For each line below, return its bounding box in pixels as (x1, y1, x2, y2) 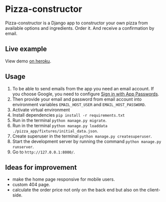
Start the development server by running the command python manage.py (12, 138, 162, 144)
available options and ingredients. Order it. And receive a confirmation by (5, 25, 155, 31)
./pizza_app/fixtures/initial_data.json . (12, 128, 98, 134)
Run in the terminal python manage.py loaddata (12, 123, 108, 129)
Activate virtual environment (12, 107, 70, 113)
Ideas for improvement (5, 163, 77, 172)
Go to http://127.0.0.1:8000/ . (12, 149, 75, 155)
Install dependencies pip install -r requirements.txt (12, 112, 125, 118)
